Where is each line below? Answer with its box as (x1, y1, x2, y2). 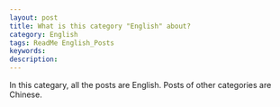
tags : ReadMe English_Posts (9, 38, 115, 48)
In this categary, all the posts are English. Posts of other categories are (9, 80, 272, 90)
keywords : (9, 47, 47, 56)
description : (9, 55, 59, 64)
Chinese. (9, 89, 42, 100)
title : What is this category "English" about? (9, 22, 192, 31)
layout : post (9, 13, 59, 22)
